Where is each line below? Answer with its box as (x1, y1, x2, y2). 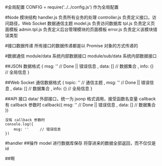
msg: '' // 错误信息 (14, 127, 61, 132)
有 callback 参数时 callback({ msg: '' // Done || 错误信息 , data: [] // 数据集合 (5, 102, 156, 108)
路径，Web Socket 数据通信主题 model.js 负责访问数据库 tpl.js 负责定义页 (9, 21, 155, 26)
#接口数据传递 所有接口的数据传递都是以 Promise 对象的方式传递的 (5, 43, 138, 48)
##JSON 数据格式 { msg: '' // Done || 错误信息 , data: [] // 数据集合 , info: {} (5, 63, 154, 69)
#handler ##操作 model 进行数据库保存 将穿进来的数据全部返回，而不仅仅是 (5, 140, 156, 146)
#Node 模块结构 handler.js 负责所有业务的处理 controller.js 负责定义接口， (5, 14, 152, 20)
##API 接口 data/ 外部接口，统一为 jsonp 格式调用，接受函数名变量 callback (5, 96, 156, 101)
